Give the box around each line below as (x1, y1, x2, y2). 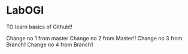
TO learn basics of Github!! (6, 23, 73, 30)
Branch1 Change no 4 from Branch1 (6, 41, 93, 48)
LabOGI (6, 4, 44, 17)
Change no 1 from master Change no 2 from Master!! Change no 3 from (6, 34, 183, 42)
